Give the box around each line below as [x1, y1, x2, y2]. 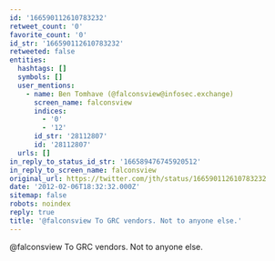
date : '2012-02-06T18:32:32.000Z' [9, 183, 141, 192]
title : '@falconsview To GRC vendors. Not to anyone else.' [9, 216, 243, 226]
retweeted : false [9, 47, 76, 56]
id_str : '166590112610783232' [9, 38, 125, 48]
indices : [33, 106, 67, 115]
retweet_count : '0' [9, 22, 84, 31]
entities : [9, 55, 47, 65]
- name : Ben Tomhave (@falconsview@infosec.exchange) [25, 89, 234, 98]
